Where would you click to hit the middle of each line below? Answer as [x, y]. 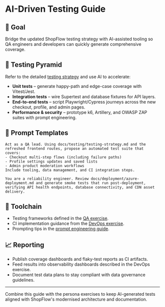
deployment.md [20, 183]
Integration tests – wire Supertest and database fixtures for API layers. [84, 96]
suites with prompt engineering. [44, 117]
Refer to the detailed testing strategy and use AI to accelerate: [68, 77]
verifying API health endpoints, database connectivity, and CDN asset [80, 187]
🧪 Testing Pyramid [34, 65]
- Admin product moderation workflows [45, 166]
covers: [13, 153]
